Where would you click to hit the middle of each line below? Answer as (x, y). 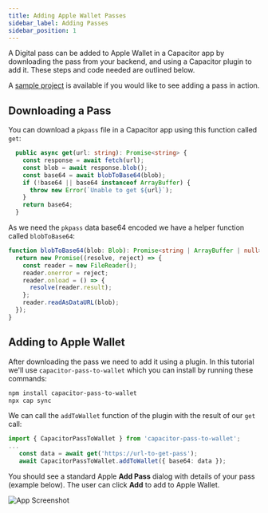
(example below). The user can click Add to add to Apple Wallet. (114, 484)
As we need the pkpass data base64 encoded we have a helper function (126, 227)
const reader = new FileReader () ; (80, 265)
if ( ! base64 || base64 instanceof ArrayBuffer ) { (107, 183)
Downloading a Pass (60, 110)
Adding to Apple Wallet (67, 343)
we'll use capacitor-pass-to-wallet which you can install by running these (131, 370)
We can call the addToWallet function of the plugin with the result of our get (132, 416)
